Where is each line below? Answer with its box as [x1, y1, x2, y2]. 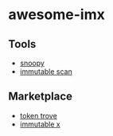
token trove [19, 111, 57, 120]
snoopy [19, 58, 45, 68]
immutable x [19, 119, 61, 129]
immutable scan [19, 67, 73, 76]
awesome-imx [8, 6, 105, 24]
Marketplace [8, 90, 73, 103]
